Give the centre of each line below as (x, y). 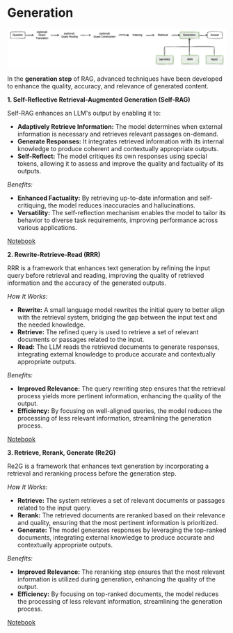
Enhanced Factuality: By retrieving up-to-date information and (107, 198)
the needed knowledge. (51, 325)
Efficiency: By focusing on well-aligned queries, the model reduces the (120, 411)
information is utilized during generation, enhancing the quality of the (116, 579)
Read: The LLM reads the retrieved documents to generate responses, (118, 347)
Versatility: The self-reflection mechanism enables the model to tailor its (121, 212)
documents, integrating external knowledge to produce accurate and (116, 537)
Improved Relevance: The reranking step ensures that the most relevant (121, 572)
